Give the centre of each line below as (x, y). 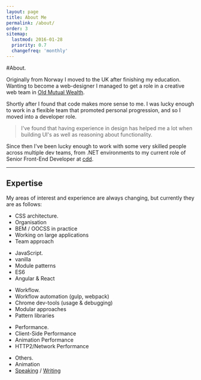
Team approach (34, 241)
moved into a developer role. (41, 116)
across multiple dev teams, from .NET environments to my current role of (96, 152)
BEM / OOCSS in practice (46, 228)
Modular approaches (41, 309)
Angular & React (35, 278)
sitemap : (17, 34)
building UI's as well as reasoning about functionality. (86, 134)
